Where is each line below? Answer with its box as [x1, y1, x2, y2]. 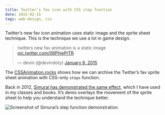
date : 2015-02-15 [5, 12, 41, 17]
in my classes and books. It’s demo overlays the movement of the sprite [5, 90, 152, 96]
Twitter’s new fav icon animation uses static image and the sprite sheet [5, 30, 151, 36]
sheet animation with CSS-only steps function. [5, 75, 100, 81]
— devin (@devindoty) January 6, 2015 [17, 60, 98, 66]
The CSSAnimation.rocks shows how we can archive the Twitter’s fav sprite [5, 69, 160, 75]
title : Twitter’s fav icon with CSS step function [5, 7, 112, 12]
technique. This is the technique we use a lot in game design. [5, 35, 131, 41]
